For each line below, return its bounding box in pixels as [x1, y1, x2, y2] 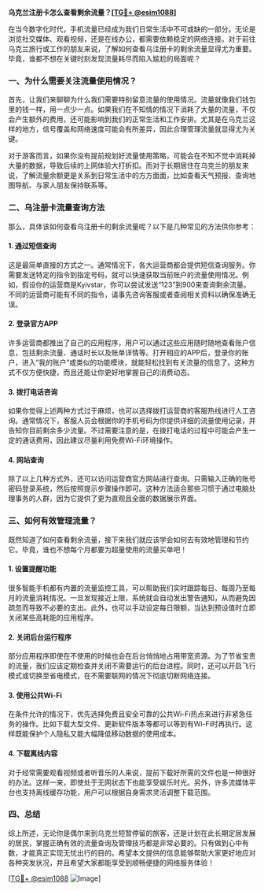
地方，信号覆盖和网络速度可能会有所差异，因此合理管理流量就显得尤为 [21, 124, 249, 134]
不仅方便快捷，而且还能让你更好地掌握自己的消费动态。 [14, 368, 194, 377]
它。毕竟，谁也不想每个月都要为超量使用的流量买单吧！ [8, 544, 187, 554]
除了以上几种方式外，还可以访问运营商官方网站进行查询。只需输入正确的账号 [8, 474, 256, 484]
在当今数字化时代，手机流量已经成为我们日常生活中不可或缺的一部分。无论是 [8, 24, 256, 34]
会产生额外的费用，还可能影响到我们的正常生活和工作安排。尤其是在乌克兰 [8, 114, 249, 124]
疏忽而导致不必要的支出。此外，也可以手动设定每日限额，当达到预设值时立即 [8, 603, 256, 612]
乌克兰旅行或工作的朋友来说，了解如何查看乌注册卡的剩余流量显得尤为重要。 [8, 44, 256, 54]
